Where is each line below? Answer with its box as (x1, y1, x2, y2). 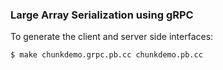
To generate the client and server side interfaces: (10, 31, 214, 43)
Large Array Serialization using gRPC (10, 8, 194, 22)
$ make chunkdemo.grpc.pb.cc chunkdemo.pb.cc (10, 50, 203, 60)
